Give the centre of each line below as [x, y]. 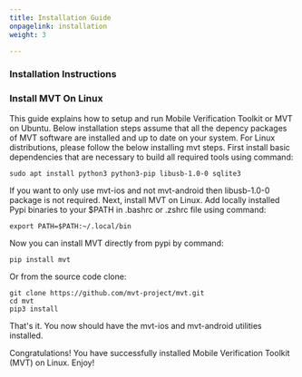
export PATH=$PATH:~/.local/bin [70, 226]
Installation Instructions [63, 74]
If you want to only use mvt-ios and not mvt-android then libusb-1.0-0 [140, 190]
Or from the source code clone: [68, 276]
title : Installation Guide [60, 18]
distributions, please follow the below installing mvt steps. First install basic [150, 147]
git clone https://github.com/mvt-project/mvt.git [107, 293]
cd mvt [22, 301]
